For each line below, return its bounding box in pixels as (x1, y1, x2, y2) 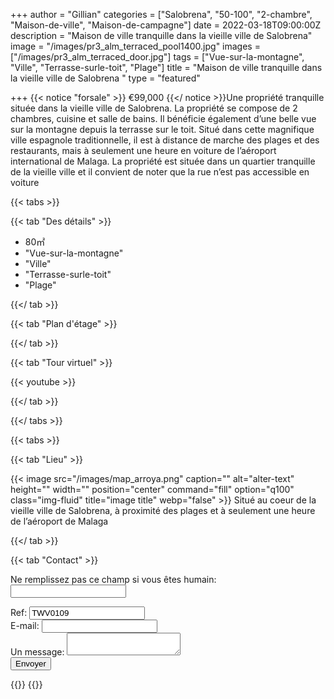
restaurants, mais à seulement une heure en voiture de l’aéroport (10, 145, 277, 156)
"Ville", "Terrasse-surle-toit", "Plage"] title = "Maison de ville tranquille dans (10, 62, 323, 73)
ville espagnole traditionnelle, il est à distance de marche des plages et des (10, 134, 320, 146)
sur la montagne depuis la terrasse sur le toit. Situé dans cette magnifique (10, 124, 315, 135)
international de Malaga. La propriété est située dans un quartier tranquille (10, 155, 316, 167)
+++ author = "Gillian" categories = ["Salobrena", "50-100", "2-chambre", (10, 9, 313, 20)
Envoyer (15, 659, 47, 669)
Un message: (10, 646, 65, 658)
